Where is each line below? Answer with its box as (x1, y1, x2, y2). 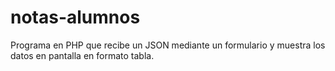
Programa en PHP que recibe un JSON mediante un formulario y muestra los (10, 39, 326, 51)
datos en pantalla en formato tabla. (10, 49, 155, 61)
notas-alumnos (10, 6, 141, 29)
